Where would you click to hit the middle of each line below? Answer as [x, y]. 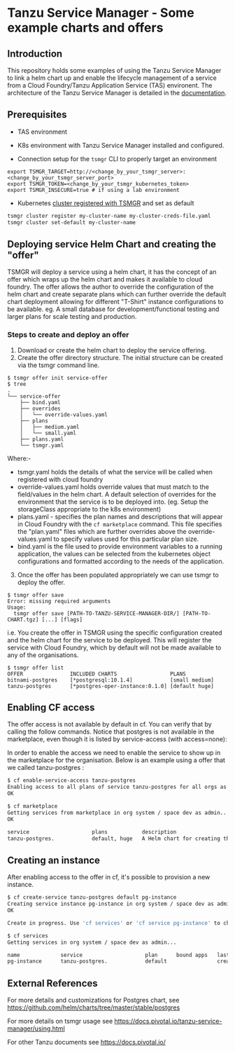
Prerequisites [37, 115]
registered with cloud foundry [60, 479]
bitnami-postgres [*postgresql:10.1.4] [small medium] [111, 680]
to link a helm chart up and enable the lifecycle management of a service [112, 78]
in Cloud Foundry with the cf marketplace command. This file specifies [120, 524]
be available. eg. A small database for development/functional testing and [113, 309]
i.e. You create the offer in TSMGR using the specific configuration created [115, 633]
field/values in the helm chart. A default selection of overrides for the [117, 494]
